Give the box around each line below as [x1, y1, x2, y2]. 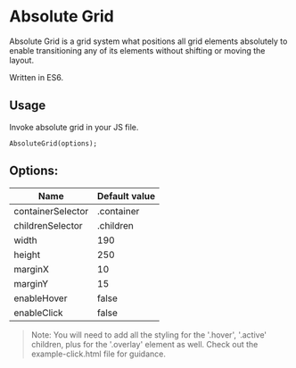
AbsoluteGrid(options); [9, 138, 98, 148]
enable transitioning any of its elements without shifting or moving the [9, 45, 266, 55]
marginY [13, 277, 49, 289]
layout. [9, 54, 34, 65]
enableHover [13, 292, 68, 305]
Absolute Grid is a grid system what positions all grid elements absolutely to [9, 36, 288, 46]
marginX [13, 263, 49, 275]
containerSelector [13, 205, 89, 217]
